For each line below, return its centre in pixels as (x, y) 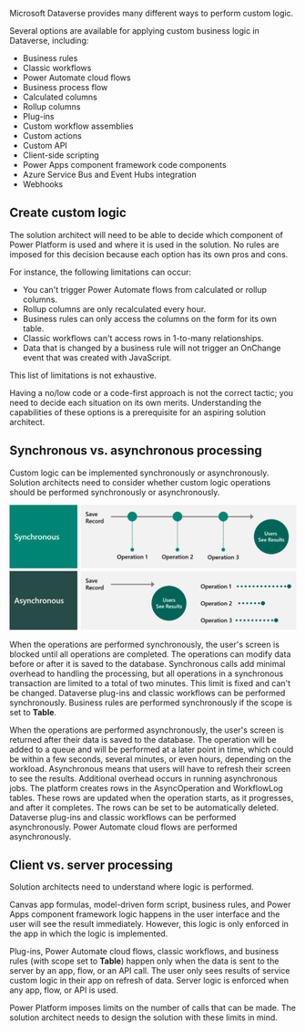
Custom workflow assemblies (78, 126)
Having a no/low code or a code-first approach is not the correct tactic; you (152, 392)
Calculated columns (60, 97)
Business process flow (65, 87)
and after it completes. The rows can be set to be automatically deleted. (144, 808)
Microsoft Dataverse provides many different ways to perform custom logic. (152, 13)
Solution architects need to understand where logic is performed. (132, 887)
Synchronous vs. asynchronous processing (136, 451)
